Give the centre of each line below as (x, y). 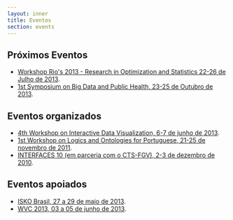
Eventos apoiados (47, 185)
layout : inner (28, 14)
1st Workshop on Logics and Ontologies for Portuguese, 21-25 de (111, 140)
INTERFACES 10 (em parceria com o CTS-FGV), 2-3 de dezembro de (116, 155)
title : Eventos (29, 20)
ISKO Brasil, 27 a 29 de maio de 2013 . (71, 201)
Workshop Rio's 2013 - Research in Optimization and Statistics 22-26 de (121, 72)
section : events (31, 27)
